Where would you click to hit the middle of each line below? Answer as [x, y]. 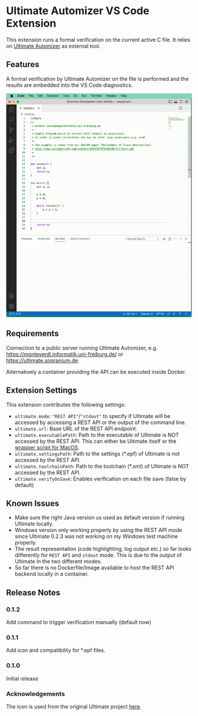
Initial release [22, 678]
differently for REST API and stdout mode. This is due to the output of [98, 555]
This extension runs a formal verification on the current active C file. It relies [98, 40]
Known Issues [33, 503]
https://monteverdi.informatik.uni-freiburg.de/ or [65, 354]
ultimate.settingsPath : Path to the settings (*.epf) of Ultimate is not [97, 454]
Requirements [32, 334]
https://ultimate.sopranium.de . [43, 360]
